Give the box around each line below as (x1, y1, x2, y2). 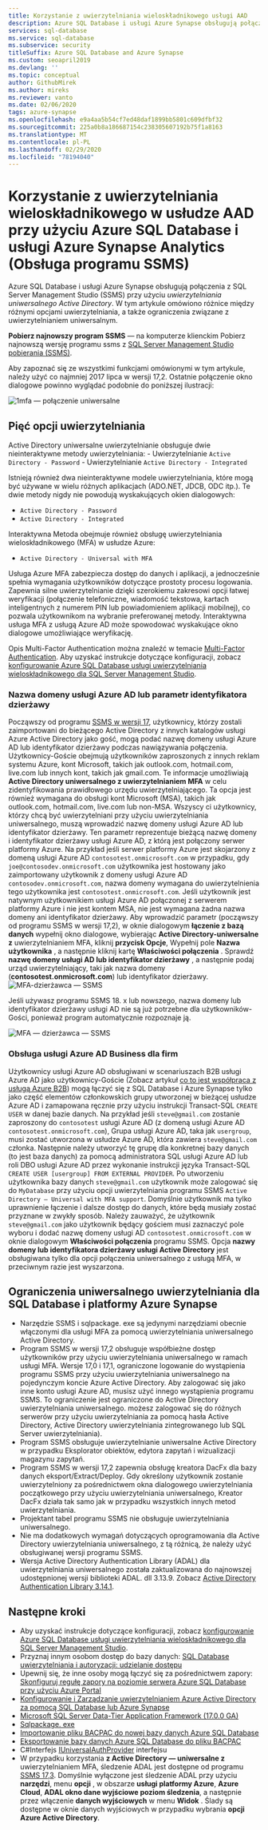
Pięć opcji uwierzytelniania (8, 419, 146, 432)
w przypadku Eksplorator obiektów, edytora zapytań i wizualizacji (19, 1446, 235, 1455)
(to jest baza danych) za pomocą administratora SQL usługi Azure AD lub (8, 1152, 249, 1161)
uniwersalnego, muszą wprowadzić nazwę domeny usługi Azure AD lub (8, 819, 243, 829)
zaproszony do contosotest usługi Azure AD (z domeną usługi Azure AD (8, 1117, 246, 1127)
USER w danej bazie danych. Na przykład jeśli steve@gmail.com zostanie (8, 1108, 241, 1119)
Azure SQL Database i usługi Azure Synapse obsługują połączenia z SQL (8, 281, 247, 292)
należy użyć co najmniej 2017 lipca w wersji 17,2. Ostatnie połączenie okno (8, 372, 253, 382)
